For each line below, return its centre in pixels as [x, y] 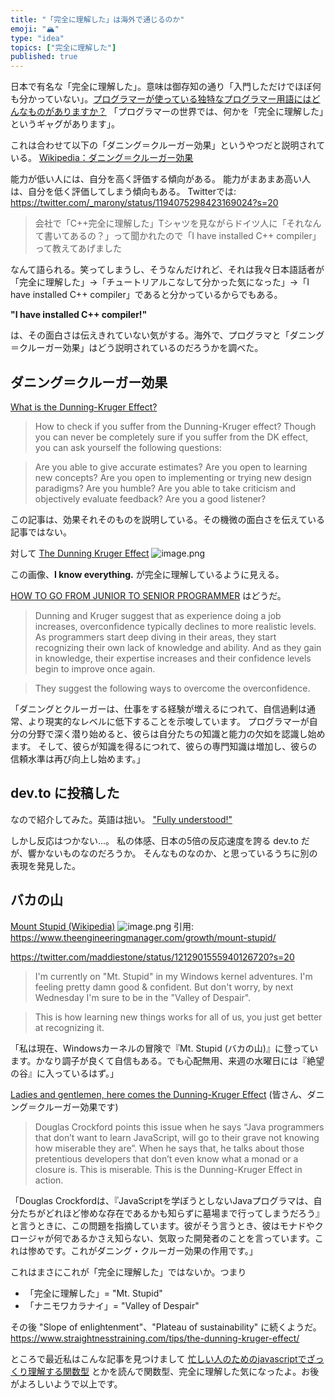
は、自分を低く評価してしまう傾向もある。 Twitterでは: [123, 192]
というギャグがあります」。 [65, 124]
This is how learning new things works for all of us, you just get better [178, 1017]
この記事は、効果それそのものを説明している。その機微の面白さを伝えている [167, 519]
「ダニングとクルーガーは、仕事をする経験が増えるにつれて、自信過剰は [159, 708]
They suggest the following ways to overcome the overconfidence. [172, 688]
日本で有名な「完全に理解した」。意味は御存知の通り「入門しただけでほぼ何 [166, 87]
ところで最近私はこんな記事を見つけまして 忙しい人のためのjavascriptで [158, 1358]
